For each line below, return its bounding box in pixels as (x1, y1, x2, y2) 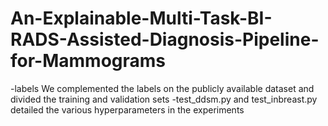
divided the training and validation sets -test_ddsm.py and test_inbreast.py (10, 93, 318, 105)
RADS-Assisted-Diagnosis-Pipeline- (10, 28, 320, 51)
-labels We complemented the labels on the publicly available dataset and (10, 82, 315, 94)
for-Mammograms (10, 50, 167, 72)
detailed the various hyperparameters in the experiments (10, 103, 245, 116)
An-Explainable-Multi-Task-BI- (10, 7, 273, 30)
